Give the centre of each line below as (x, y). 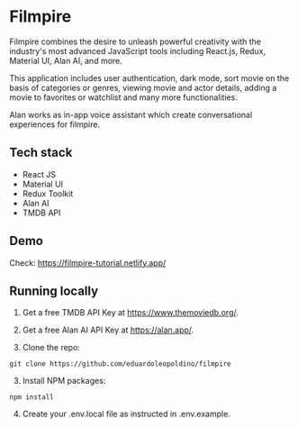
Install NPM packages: (64, 381)
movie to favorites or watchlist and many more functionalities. (124, 97)
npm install (32, 397)
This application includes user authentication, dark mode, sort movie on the (149, 77)
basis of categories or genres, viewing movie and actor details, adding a (143, 87)
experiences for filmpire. (55, 124)
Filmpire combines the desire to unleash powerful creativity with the (135, 41)
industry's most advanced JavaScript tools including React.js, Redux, (138, 50)
